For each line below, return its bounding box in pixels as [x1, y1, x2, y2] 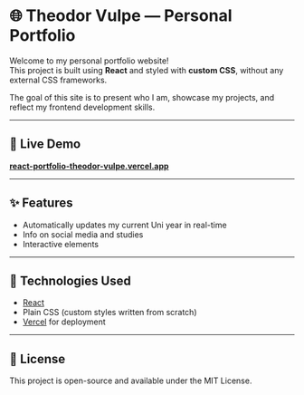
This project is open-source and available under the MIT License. [9, 375, 252, 386]
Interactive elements [22, 238, 100, 249]
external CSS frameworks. [9, 74, 108, 85]
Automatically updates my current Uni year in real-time [22, 219, 228, 230]
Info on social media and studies [22, 228, 144, 240]
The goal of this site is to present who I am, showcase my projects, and [9, 92, 275, 102]
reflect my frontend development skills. [9, 101, 156, 112]
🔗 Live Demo [9, 137, 81, 152]
